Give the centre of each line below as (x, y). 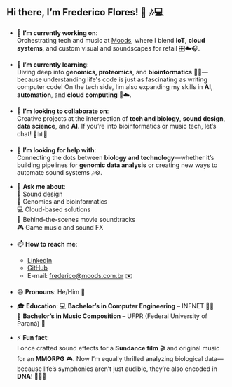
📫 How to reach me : (47, 244)
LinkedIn (40, 260)
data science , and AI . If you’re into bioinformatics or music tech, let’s (116, 126)
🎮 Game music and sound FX (60, 227)
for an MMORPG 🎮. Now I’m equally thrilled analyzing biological (110, 358)
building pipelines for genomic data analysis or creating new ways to (117, 165)
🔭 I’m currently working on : (57, 33)
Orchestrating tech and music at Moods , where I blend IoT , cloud (111, 40)
